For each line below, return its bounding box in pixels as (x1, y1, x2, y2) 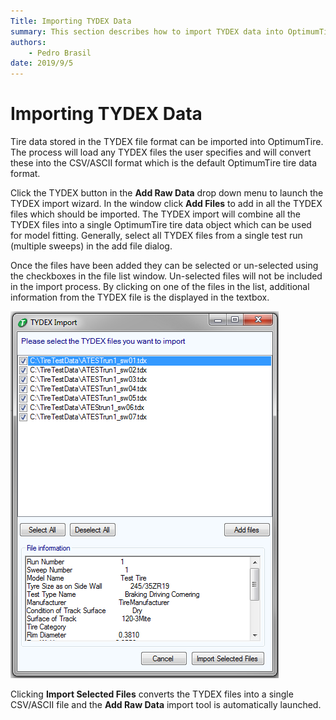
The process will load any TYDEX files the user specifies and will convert (10, 146, 312, 159)
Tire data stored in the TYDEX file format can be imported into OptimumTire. (10, 136, 324, 148)
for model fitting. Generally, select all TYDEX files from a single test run (10, 230, 303, 242)
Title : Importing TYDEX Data (10, 16, 132, 26)
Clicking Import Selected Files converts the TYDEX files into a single (10, 688, 294, 700)
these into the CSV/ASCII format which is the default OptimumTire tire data (10, 157, 318, 169)
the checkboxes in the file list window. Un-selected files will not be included (10, 270, 323, 282)
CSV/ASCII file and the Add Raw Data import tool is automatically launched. (10, 699, 322, 711)
